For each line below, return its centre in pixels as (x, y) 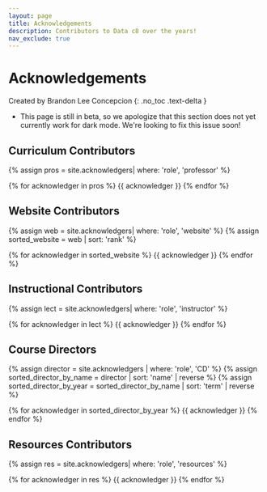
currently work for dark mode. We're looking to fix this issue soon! (130, 125)
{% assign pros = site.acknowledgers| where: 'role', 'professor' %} (119, 170)
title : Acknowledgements (50, 23)
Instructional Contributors (76, 289)
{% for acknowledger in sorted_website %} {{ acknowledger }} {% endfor (131, 255)
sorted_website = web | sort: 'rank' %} (72, 239)
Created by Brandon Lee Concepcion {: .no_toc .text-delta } (108, 101)
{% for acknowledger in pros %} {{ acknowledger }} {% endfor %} (119, 186)
